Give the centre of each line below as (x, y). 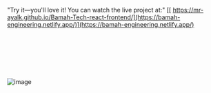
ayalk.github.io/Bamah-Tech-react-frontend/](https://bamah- (94, 17)
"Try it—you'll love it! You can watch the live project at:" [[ (89, 10)
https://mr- (188, 10)
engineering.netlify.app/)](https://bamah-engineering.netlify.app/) (101, 24)
